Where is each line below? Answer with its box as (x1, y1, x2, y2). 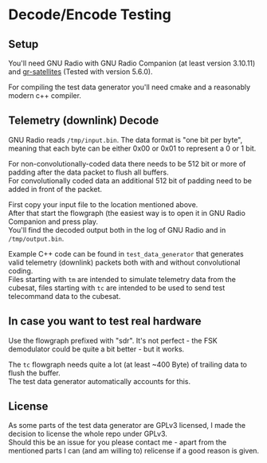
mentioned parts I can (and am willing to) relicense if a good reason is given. (8, 446, 260, 456)
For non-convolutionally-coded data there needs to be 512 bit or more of (8, 159, 246, 168)
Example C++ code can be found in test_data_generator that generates (8, 249, 245, 258)
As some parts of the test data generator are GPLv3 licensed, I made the (8, 421, 245, 430)
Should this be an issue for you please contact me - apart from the (8, 437, 227, 447)
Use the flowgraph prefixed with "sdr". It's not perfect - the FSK (8, 335, 218, 345)
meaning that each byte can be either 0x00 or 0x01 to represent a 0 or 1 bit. (8, 143, 257, 153)
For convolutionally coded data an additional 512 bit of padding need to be (8, 175, 253, 185)
